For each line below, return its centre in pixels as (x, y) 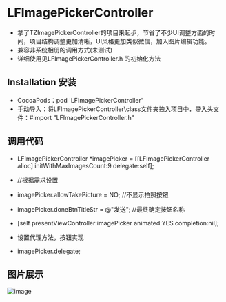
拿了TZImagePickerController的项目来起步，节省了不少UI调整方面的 (113, 32)
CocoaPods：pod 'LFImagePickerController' (80, 100)
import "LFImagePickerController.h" (84, 117)
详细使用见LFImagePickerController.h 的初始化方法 (89, 58)
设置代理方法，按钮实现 (50, 237)
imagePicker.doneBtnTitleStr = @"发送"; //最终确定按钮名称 (101, 209)
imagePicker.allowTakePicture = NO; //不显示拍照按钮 (93, 194)
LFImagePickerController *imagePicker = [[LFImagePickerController (113, 158)
